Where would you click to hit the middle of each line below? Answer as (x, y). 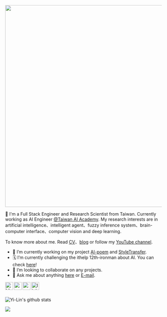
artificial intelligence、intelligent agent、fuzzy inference (63, 225)
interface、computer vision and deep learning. (74, 231)
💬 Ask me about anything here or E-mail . (54, 275)
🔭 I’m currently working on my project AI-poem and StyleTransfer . (80, 252)
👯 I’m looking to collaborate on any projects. (57, 270)
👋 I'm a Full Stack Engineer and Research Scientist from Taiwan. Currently (81, 214)
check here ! (25, 265)
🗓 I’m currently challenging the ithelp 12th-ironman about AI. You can (83, 257)
